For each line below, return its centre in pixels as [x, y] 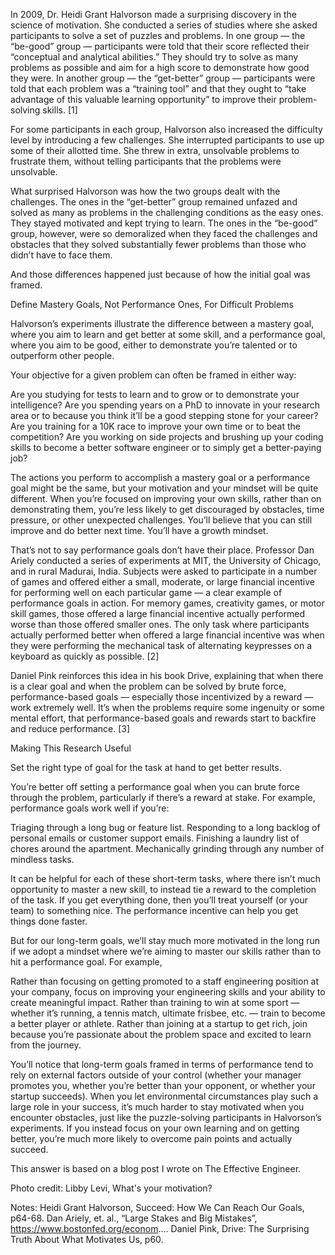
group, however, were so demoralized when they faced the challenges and [164, 233]
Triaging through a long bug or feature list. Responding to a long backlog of [165, 827]
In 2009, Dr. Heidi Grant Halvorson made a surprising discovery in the [153, 14]
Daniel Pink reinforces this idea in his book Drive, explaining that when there [167, 675]
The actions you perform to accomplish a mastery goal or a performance [160, 477]
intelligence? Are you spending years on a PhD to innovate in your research [165, 405]
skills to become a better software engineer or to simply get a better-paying [166, 447]
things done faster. [49, 921]
